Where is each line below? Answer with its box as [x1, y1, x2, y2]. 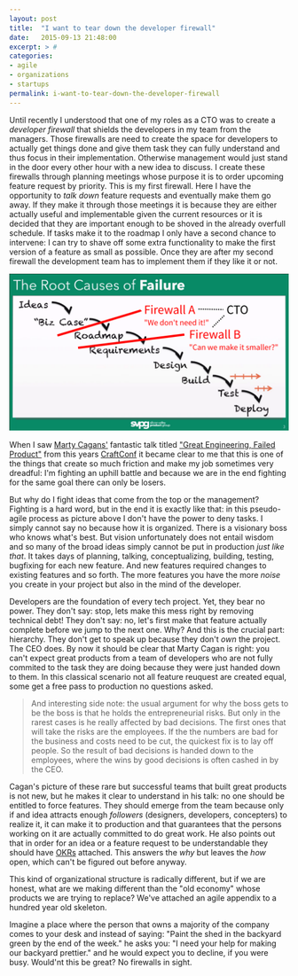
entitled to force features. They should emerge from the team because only [9, 800, 285, 811]
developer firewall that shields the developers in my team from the [9, 124, 251, 135]
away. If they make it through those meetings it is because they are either [9, 199, 278, 210]
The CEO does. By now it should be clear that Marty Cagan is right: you [9, 644, 271, 654]
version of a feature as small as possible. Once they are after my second [9, 246, 274, 257]
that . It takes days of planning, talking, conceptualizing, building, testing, [9, 550, 275, 562]
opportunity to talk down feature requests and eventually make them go [9, 190, 271, 200]
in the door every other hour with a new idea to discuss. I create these [9, 161, 266, 172]
